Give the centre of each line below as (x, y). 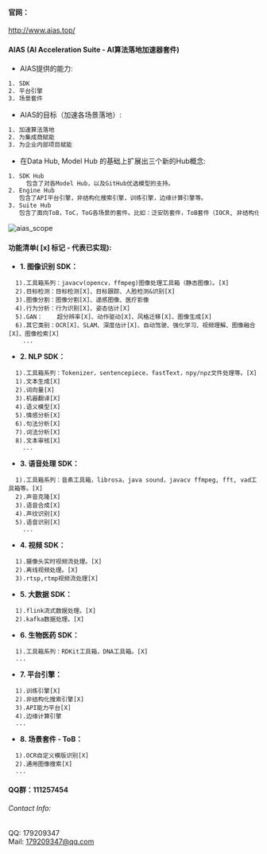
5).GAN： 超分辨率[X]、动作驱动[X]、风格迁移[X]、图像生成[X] (114, 317)
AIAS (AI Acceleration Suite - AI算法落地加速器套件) (94, 49)
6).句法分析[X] (38, 424)
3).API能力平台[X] (43, 708)
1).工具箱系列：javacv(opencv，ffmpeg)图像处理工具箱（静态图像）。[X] (122, 283)
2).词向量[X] (35, 390)
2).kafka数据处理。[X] (50, 620)
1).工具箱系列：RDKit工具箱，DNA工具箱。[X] (82, 652)
